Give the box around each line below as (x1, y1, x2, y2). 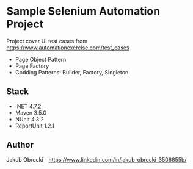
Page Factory (15, 62, 49, 70)
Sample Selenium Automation (6, 4, 161, 18)
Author (6, 140, 34, 150)
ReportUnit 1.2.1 (15, 122, 55, 129)
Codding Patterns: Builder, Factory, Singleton (15, 68, 129, 76)
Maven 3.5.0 (15, 109, 47, 117)
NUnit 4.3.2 (15, 115, 45, 123)
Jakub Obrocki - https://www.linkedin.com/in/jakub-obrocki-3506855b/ (6, 156, 187, 163)
